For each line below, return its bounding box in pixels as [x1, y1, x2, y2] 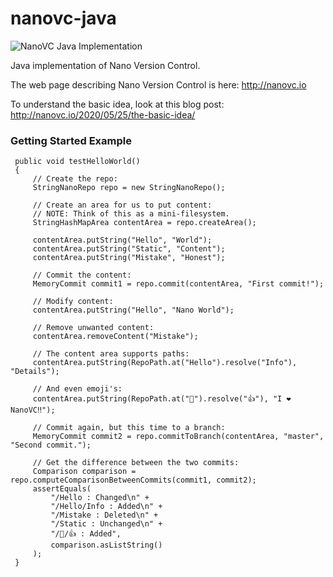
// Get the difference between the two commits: [32, 458, 240, 468]
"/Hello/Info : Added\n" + [50, 502, 163, 512]
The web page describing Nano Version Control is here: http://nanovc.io [10, 78, 307, 91]
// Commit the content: [32, 270, 132, 281]
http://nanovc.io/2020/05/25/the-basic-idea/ [10, 108, 196, 121]
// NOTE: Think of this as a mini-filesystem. [32, 209, 230, 219]
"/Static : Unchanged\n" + [50, 519, 163, 529]
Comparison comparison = [32, 467, 137, 477]
